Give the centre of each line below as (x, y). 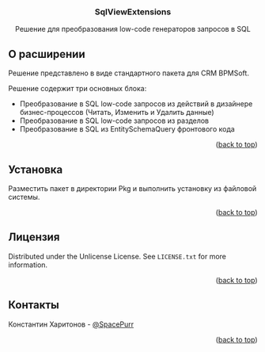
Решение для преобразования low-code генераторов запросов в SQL (133, 29)
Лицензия (34, 237)
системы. (24, 197)
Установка (36, 169)
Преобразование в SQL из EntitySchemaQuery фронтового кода (127, 129)
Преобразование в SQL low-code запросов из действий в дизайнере (136, 104)
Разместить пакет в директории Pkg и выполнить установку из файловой (132, 188)
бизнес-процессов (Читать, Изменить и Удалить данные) (117, 113)
